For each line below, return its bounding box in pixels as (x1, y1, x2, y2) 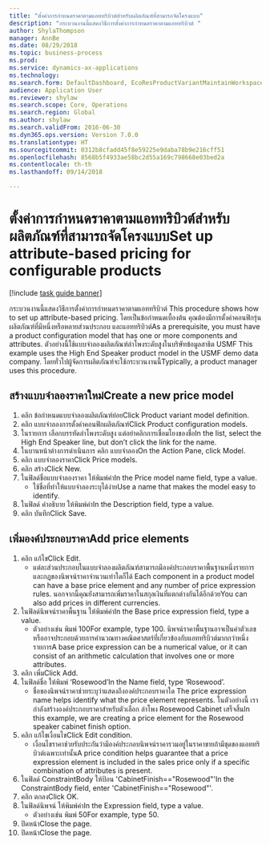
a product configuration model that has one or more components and (9, 330, 238, 340)
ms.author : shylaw (9, 116, 71, 124)
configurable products (9, 262, 162, 280)
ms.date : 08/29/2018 (9, 42, 79, 50)
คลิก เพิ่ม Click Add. (20, 668, 79, 678)
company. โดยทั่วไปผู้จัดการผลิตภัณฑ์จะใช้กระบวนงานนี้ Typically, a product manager (9, 356, 258, 366)
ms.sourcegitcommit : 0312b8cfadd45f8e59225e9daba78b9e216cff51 (9, 146, 225, 154)
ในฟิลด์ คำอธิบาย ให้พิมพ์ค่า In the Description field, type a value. (20, 499, 215, 509)
